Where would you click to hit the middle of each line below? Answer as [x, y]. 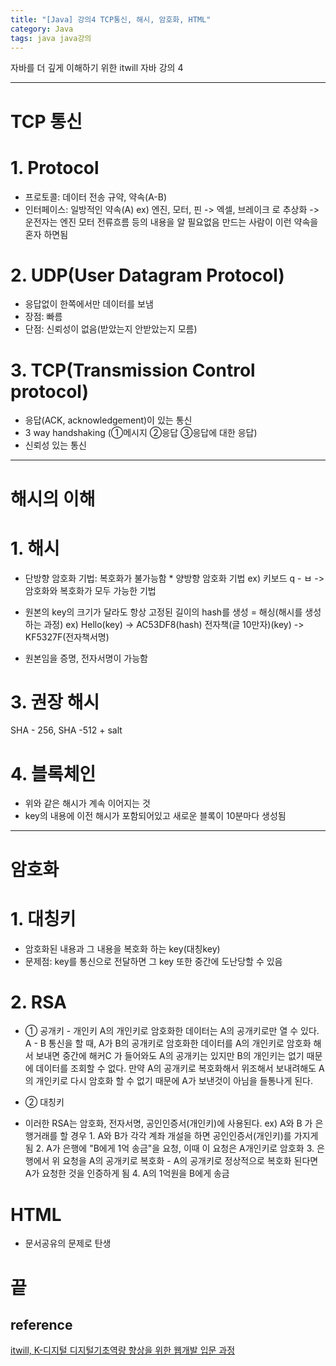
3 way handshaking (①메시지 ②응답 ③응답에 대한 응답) [141, 433]
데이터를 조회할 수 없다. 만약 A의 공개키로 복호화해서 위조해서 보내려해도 [176, 1068]
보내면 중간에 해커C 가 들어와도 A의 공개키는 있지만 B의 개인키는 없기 [170, 1056]
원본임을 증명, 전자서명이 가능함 [86, 658]
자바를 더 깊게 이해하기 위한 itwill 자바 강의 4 [97, 68]
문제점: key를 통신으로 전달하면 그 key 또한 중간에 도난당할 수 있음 [153, 961]
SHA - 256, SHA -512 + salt [66, 730]
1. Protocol [55, 167]
